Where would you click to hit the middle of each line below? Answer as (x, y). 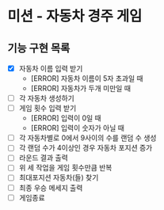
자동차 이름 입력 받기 (51, 69)
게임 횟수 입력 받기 (48, 109)
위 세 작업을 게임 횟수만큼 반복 (65, 168)
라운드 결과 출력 (43, 158)
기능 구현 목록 (39, 48)
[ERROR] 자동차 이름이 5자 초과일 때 (87, 78)
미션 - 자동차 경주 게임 (75, 16)
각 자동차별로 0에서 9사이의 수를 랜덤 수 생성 (88, 138)
